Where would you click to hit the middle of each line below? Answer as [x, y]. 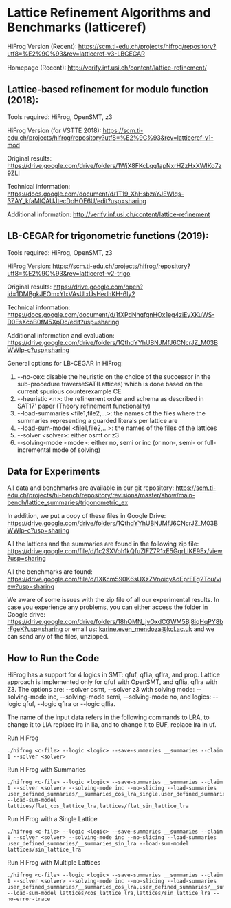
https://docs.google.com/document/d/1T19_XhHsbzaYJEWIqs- [96, 194]
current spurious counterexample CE [69, 391]
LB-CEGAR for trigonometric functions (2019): [108, 236]
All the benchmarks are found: [50, 572]
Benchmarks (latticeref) [77, 27]
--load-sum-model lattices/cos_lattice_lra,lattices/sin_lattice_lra [109, 894]
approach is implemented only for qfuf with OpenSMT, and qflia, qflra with [112, 682]
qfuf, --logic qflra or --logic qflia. [69, 704]
